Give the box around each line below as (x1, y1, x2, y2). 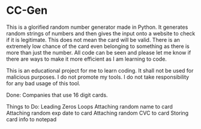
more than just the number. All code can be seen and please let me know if (6, 49, 191, 56)
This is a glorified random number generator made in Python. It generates (6, 23, 188, 31)
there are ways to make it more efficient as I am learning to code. (6, 55, 167, 62)
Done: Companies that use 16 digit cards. (6, 91, 108, 98)
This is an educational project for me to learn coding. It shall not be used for (6, 67, 194, 74)
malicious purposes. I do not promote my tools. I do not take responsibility (6, 73, 190, 80)
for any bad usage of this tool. (6, 79, 81, 87)
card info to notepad (6, 115, 57, 123)
